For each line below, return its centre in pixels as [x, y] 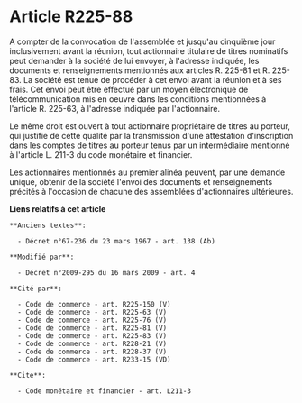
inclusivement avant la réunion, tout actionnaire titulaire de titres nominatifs [149, 50]
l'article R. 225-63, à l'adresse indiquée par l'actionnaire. [115, 108]
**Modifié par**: [42, 257]
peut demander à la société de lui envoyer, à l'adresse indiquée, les [134, 60]
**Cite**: [28, 375]
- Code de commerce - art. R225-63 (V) [92, 312]
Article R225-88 [71, 17]
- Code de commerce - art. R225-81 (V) [92, 328]
